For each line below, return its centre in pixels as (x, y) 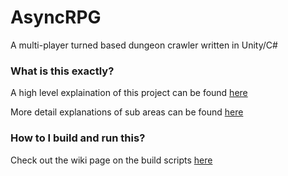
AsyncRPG (56, 17)
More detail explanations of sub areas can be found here (127, 112)
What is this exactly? (62, 71)
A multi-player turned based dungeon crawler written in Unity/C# (144, 45)
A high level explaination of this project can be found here (129, 93)
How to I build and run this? (78, 138)
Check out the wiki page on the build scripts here (111, 160)
